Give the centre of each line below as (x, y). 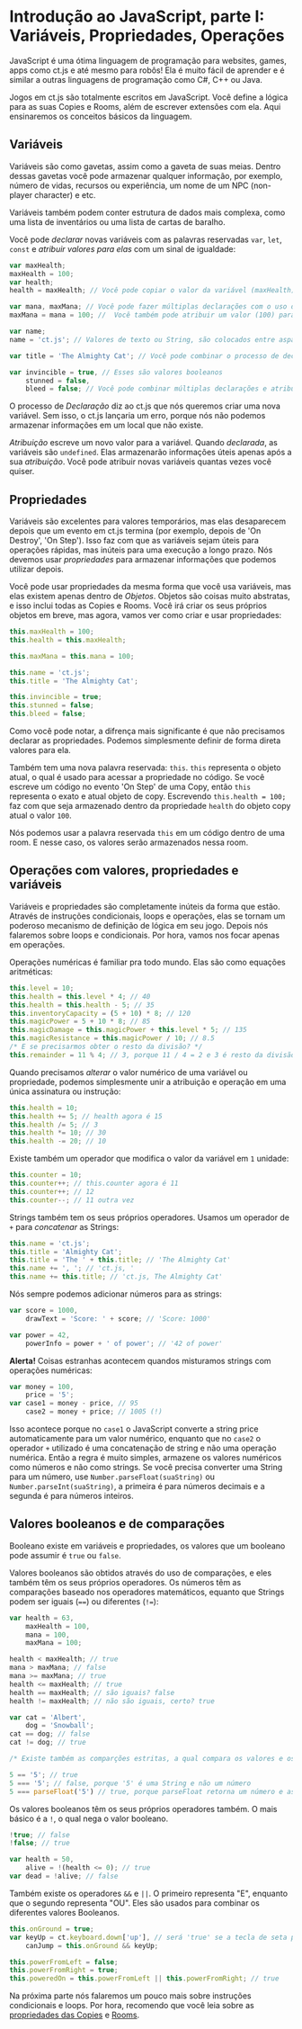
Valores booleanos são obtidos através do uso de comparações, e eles (141, 1573)
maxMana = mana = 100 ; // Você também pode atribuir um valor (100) (142, 315)
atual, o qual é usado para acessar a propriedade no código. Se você (137, 777)
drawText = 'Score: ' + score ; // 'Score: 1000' (118, 1319)
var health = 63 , (42, 1618)
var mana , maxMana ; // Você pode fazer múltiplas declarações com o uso (148, 307)
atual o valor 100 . (40, 815)
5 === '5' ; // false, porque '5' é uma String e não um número (130, 1783)
